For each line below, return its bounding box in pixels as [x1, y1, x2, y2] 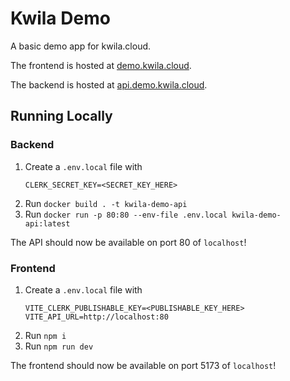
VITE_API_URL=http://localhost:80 [24, 312, 169, 322]
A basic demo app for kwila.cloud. [10, 40, 152, 52]
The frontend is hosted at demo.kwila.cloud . [10, 59, 192, 71]
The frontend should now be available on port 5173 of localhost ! [10, 359, 277, 371]
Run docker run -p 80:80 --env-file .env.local [24, 208, 228, 220]
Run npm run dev [24, 340, 94, 352]
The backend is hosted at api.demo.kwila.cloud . [10, 78, 208, 91]
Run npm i [24, 329, 67, 341]
